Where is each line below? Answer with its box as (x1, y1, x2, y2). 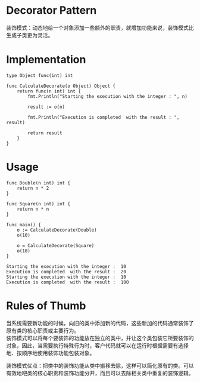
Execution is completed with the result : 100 (6, 279, 129, 285)
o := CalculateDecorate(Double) (17, 227, 97, 233)
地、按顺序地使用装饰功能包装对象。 (6, 349, 95, 356)
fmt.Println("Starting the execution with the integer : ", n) (27, 93, 187, 99)
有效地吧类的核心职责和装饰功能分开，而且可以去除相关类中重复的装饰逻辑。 (6, 369, 194, 377)
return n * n (17, 206, 49, 212)
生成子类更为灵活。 (6, 31, 54, 39)
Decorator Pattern (6, 4, 97, 17)
